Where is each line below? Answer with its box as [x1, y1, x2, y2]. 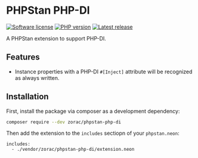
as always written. [14, 74, 60, 81]
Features [6, 52, 40, 63]
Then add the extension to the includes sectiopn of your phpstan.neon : [6, 129, 180, 137]
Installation [6, 92, 49, 102]
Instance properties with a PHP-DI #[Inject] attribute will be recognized [14, 68, 193, 75]
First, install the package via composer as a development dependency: [6, 107, 180, 114]
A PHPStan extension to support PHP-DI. [6, 35, 106, 42]
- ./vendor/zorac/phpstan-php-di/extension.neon [11, 147, 135, 153]
